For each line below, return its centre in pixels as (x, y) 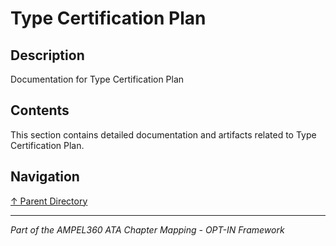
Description (47, 55)
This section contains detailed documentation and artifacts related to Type (163, 134)
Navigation (45, 177)
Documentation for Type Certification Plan (97, 79)
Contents (40, 110)
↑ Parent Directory (49, 201)
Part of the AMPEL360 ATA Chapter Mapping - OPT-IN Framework (147, 229)
